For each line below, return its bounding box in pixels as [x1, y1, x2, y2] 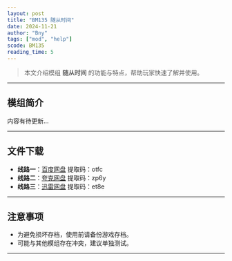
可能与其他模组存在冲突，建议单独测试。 [17, 239, 133, 247]
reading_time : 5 [7, 49, 54, 56]
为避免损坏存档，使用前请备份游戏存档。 [17, 231, 133, 239]
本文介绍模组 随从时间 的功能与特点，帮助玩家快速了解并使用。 [23, 68, 204, 77]
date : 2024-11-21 [7, 23, 57, 30]
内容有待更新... [7, 117, 50, 125]
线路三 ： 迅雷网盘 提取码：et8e [17, 182, 105, 191]
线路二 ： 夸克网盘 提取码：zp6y [17, 173, 106, 182]
